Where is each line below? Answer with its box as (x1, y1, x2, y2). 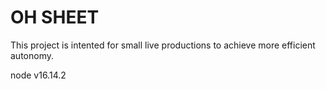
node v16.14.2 (10, 69, 67, 81)
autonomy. (10, 49, 54, 61)
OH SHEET (10, 6, 100, 29)
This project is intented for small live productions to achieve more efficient (10, 39, 316, 51)
